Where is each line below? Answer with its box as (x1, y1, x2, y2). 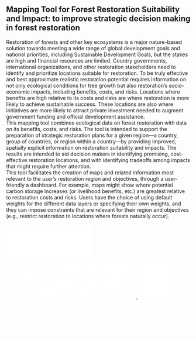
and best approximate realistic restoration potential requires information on (6, 75, 187, 82)
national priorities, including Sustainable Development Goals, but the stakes (6, 51, 188, 58)
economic (6, 88, 30, 95)
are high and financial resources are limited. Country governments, (6, 57, 167, 64)
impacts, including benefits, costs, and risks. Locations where (31, 88, 180, 95)
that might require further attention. (6, 163, 92, 170)
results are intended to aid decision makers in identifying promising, (6, 150, 170, 157)
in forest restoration (6, 23, 80, 33)
